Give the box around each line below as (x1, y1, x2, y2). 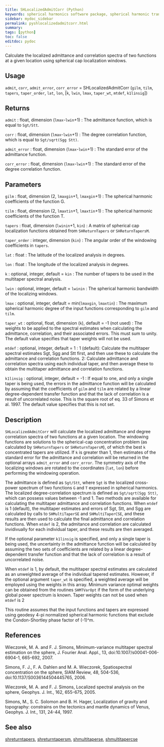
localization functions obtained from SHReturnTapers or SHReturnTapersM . (5, 228, 150, 234)
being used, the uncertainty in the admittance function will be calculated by (5, 541, 157, 547)
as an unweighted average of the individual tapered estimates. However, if (5, 571, 155, 577)
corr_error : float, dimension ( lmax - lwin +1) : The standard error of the (5, 161, 146, 167)
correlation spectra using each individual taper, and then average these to (5, 361, 154, 367)
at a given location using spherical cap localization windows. (5, 57, 127, 64)
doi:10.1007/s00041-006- (108, 649, 159, 655)
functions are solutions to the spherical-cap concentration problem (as (5, 439, 147, 445)
